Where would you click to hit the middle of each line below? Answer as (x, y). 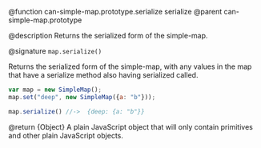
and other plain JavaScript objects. (66, 135)
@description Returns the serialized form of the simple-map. (108, 36)
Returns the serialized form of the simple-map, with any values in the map (130, 66)
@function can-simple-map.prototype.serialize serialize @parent (115, 12)
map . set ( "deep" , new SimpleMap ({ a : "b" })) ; (82, 97)
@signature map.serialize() (55, 51)
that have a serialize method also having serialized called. (103, 75)
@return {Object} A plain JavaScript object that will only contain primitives (131, 126)
